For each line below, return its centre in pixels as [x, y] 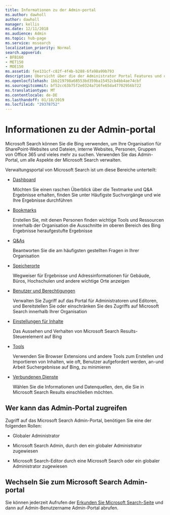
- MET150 [14, 62]
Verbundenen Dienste [35, 377]
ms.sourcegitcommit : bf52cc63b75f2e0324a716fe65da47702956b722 [73, 85]
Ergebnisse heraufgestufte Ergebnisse [52, 231]
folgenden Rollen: [24, 426]
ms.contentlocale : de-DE [31, 95]
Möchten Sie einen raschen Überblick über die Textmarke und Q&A [82, 190]
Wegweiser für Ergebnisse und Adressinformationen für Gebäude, [81, 276]
